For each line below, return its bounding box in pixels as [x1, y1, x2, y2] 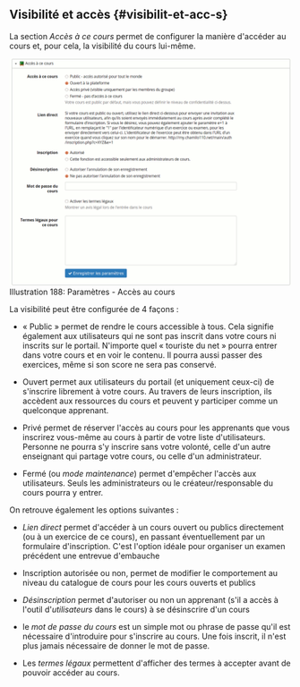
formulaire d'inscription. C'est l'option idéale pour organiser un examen [21, 541, 286, 552]
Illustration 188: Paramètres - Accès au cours [9, 286, 176, 298]
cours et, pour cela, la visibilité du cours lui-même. [9, 40, 196, 51]
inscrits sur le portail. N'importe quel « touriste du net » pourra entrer [21, 340, 278, 352]
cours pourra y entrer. [21, 488, 104, 498]
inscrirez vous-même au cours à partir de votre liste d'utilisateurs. [21, 432, 266, 443]
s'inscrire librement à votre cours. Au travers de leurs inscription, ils [21, 386, 272, 397]
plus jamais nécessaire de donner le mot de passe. [21, 640, 210, 651]
